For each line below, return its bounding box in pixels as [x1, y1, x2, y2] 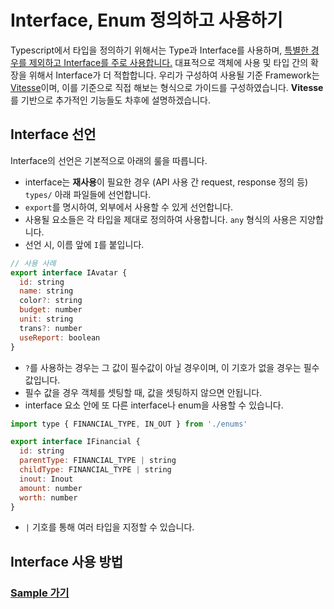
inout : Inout [19, 474, 74, 484]
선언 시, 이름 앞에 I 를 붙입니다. [24, 238, 145, 250]
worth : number [19, 492, 78, 503]
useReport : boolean [19, 332, 101, 343]
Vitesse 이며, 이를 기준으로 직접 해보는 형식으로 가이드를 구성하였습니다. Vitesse [10, 81, 324, 93]
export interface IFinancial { [10, 437, 141, 447]
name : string [19, 286, 74, 296]
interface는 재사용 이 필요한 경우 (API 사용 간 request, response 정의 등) [24, 176, 309, 188]
